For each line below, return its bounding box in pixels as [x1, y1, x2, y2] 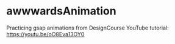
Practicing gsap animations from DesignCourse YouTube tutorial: [6, 24, 169, 31]
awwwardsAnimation [6, 4, 117, 18]
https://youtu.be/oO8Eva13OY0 [6, 30, 85, 37]
